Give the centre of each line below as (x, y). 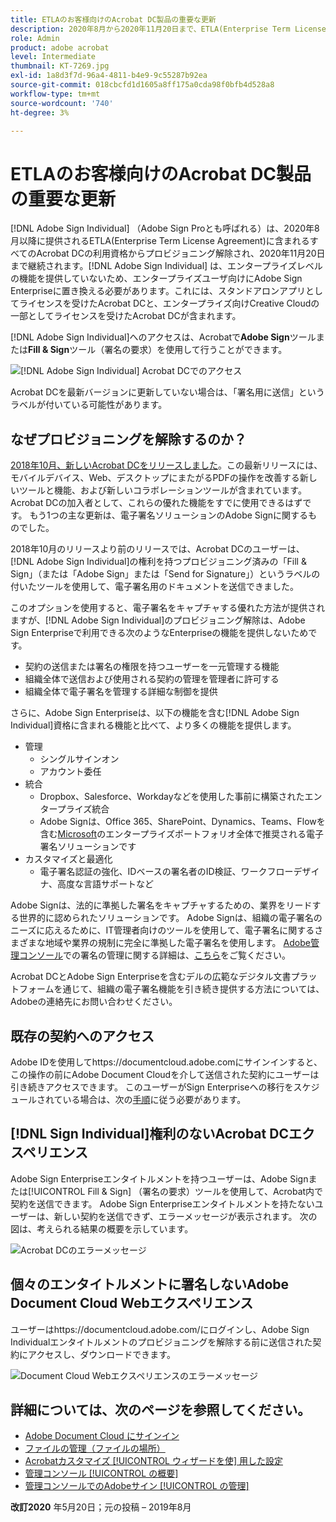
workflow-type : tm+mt (55, 94)
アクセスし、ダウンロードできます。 (101, 1354)
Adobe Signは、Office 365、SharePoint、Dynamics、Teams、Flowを (182, 822)
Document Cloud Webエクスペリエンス (132, 1303)
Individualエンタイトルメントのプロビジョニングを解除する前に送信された (161, 1342)
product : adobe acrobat (60, 47)
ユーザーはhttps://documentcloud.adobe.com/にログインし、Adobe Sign (160, 1329)
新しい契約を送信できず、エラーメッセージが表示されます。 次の (185, 1216)
